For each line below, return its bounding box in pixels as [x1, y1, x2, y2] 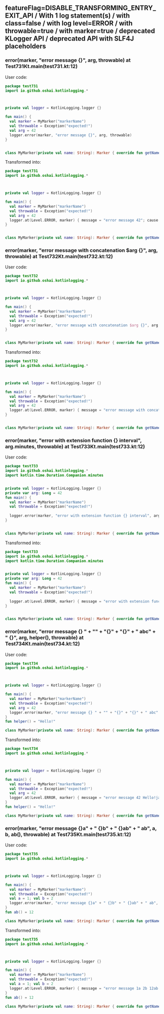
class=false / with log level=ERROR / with [5, 19, 133, 27]
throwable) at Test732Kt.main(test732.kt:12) [5, 253, 113, 260]
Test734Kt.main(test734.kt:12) [5, 640, 80, 647]
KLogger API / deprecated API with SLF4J [5, 34, 134, 43]
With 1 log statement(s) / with [39, 12, 130, 20]
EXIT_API [5, 12, 34, 20]
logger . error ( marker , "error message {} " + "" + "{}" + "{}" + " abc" [9, 710, 159, 715]
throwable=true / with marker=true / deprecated [5, 27, 155, 35]
